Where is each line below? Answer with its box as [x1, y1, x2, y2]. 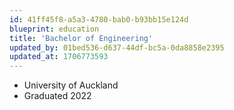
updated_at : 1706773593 [9, 52, 109, 62]
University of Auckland [23, 79, 119, 91]
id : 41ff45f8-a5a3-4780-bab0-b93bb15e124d [9, 14, 189, 25]
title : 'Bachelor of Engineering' [9, 33, 154, 43]
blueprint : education [9, 24, 100, 34]
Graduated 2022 [23, 90, 92, 102]
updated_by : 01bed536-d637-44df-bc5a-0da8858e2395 [9, 42, 225, 53]
